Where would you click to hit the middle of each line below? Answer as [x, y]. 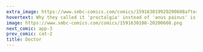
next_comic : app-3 [29, 28]
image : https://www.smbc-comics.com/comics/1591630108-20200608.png [94, 23]
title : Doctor [24, 39]
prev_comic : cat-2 [29, 34]
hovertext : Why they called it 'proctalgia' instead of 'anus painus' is [101, 17]
